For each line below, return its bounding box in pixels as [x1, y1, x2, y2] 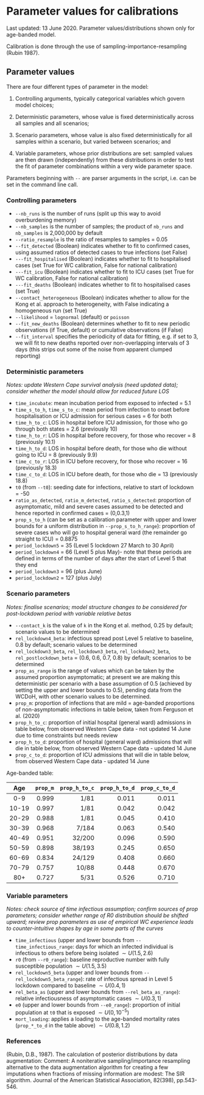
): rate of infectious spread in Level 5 [80, 975, 173, 982]
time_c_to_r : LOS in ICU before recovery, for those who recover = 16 [15, 458, 188, 465]
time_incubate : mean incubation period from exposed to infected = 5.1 [15, 400, 191, 407]
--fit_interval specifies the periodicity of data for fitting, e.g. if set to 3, [15, 333, 199, 340]
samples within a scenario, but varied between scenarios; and [15, 138, 171, 145]
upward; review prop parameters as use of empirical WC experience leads [6, 918, 194, 925]
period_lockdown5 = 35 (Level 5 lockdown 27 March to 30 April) [15, 542, 175, 549]
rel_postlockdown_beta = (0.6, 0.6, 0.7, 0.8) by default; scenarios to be [15, 653, 192, 661]
